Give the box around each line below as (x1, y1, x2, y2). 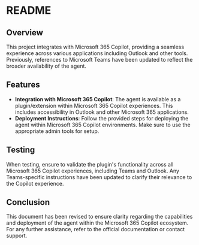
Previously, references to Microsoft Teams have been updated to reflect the (6, 56, 193, 63)
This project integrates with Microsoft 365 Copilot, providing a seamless (6, 43, 185, 50)
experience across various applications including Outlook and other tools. (6, 50, 188, 57)
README (6, 4, 52, 17)
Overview (6, 28, 44, 38)
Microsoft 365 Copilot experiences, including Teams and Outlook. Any (6, 167, 180, 174)
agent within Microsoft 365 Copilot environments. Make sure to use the (14, 121, 191, 128)
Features (6, 80, 40, 90)
